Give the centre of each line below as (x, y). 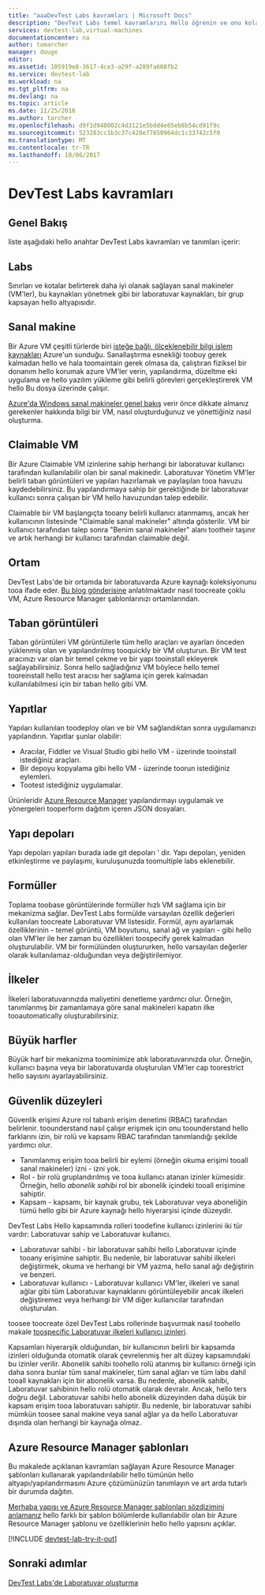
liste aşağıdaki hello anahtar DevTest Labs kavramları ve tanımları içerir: (124, 242)
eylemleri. (35, 777)
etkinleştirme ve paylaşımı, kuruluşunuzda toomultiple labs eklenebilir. (121, 861)
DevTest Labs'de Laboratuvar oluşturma (73, 1582)
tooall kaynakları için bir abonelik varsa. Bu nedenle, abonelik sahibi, (119, 1380)
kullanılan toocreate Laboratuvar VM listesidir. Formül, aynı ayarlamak (121, 921)
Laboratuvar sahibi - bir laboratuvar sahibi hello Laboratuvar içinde (128, 1249)
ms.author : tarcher (40, 118)
